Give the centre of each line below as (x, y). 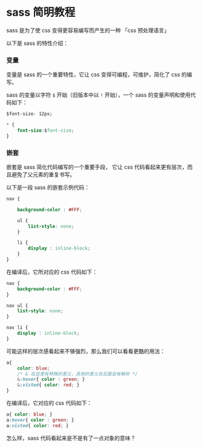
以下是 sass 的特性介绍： (37, 43)
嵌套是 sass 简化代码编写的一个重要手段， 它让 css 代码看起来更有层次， (97, 167)
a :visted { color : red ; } (37, 426)
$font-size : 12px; (29, 114)
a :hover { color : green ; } (40, 420)
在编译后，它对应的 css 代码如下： (49, 403)
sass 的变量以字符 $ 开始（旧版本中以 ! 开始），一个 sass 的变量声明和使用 (98, 95)
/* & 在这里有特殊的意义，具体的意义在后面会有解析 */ (77, 374)
